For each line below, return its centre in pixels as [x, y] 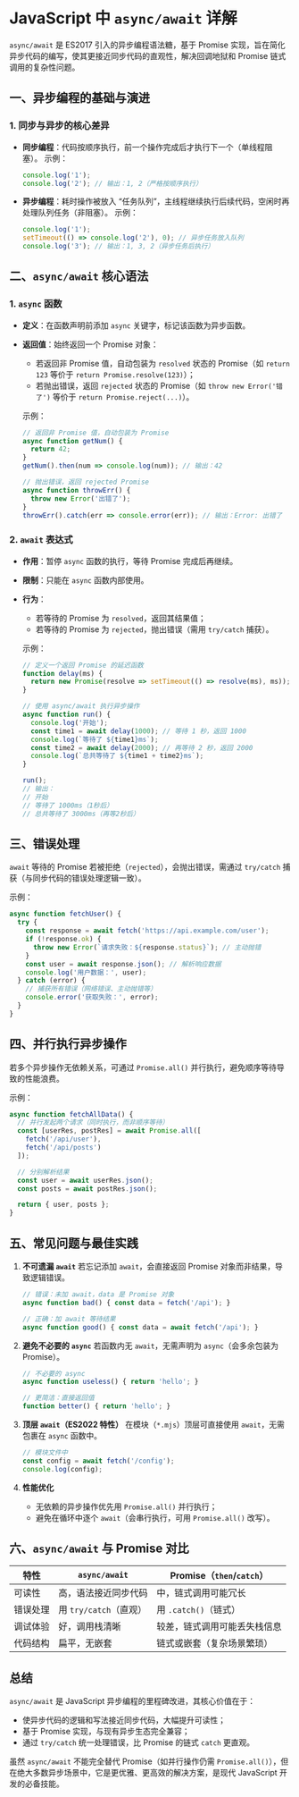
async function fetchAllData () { [71, 1114]
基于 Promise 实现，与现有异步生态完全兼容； [106, 1732]
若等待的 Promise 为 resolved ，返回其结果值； [121, 618]
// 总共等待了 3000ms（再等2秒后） [81, 814]
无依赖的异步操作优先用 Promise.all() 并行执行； [126, 1506]
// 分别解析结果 [43, 1172]
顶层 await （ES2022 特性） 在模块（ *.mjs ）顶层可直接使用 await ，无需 [154, 1425]
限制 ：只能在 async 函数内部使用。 [85, 580]
